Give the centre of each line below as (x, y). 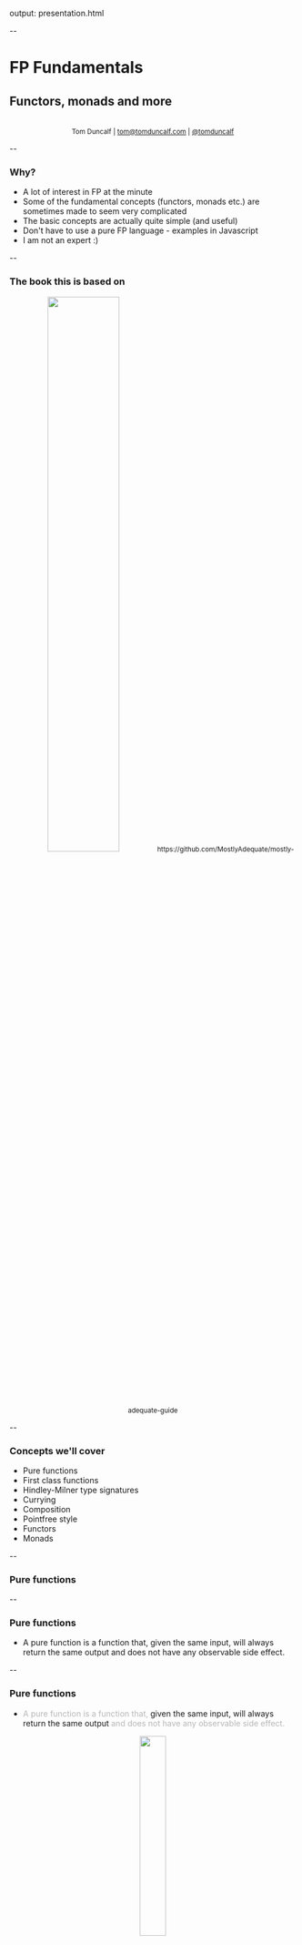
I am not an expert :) (60, 240)
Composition (46, 1509)
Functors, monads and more (91, 101)
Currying (39, 1499)
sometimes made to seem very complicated (105, 211)
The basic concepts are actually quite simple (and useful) (130, 221)
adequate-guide (153, 1410)
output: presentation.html (57, 13)
